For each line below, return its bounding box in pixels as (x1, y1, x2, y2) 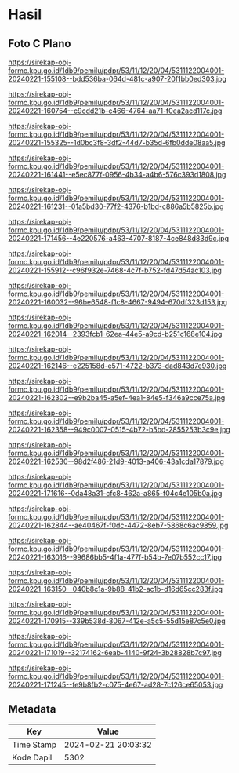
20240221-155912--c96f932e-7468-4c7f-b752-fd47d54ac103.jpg (8, 265, 222, 275)
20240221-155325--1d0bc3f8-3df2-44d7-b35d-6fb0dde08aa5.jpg (8, 138, 226, 147)
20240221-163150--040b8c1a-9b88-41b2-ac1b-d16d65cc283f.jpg (8, 585, 223, 593)
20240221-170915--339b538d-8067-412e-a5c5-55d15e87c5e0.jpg (8, 616, 226, 625)
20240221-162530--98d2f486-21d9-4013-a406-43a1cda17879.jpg (8, 457, 225, 466)
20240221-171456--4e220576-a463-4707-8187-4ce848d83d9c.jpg (8, 234, 230, 242)
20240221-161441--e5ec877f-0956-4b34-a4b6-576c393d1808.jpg (8, 170, 226, 179)
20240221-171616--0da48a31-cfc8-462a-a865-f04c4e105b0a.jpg (8, 489, 223, 498)
